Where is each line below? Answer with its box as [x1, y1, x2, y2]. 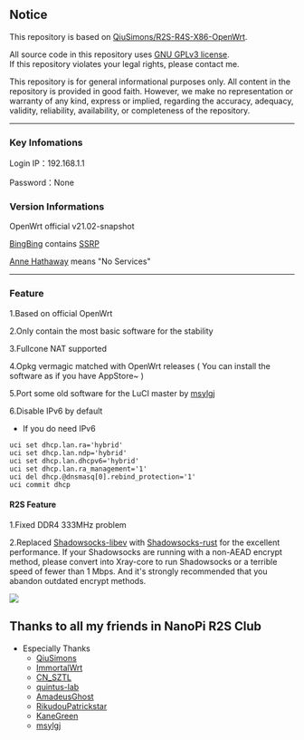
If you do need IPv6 [22, 423, 97, 433]
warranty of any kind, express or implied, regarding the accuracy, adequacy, [9, 95, 294, 106]
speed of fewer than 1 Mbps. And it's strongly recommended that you [9, 566, 269, 577]
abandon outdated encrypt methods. [9, 575, 147, 586]
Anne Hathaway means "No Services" [9, 256, 151, 267]
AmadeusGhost [35, 691, 94, 702]
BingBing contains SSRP [9, 239, 100, 249]
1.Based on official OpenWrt [9, 307, 113, 318]
